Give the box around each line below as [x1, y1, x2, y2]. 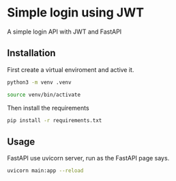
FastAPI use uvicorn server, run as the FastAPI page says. [7, 154, 170, 162]
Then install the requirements [7, 104, 90, 112]
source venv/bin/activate [7, 91, 80, 98]
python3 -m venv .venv [7, 79, 72, 86]
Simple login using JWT [7, 5, 145, 21]
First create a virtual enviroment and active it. [7, 65, 134, 73]
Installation [7, 47, 56, 59]
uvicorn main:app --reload [7, 167, 84, 174]
